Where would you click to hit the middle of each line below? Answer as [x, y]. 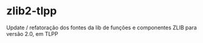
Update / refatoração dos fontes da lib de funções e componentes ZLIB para [101, 27]
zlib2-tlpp [32, 11]
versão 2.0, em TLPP [32, 33]
